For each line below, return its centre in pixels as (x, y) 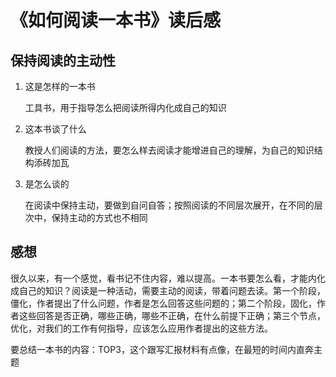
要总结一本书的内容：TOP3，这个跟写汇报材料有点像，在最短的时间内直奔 (162, 349)
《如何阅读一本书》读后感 (116, 20)
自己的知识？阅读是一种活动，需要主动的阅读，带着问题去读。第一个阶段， (172, 290)
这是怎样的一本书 (60, 86)
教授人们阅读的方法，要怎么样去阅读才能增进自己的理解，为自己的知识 (169, 150)
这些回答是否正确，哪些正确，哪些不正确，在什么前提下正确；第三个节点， (172, 315)
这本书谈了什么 (55, 129)
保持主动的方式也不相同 (99, 217)
